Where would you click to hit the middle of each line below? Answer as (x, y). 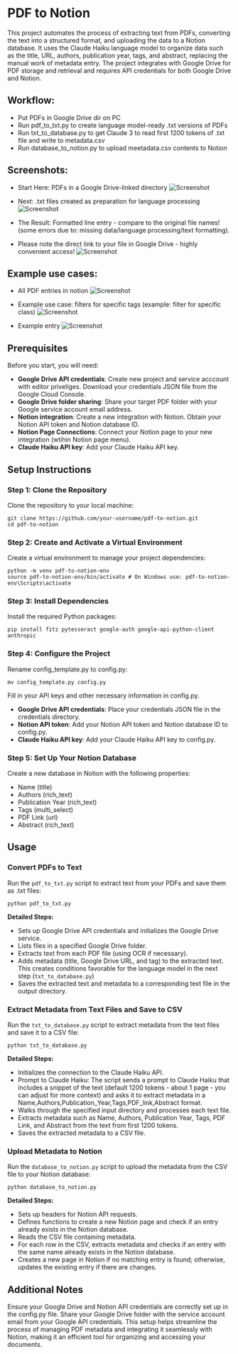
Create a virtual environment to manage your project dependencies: (107, 558)
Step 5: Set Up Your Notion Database (72, 757)
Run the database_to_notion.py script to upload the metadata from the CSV (118, 1167)
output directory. (42, 991)
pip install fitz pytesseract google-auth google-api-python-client (111, 630)
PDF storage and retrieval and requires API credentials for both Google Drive (119, 70)
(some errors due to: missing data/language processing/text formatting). (124, 230)
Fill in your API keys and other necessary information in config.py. (104, 695)
